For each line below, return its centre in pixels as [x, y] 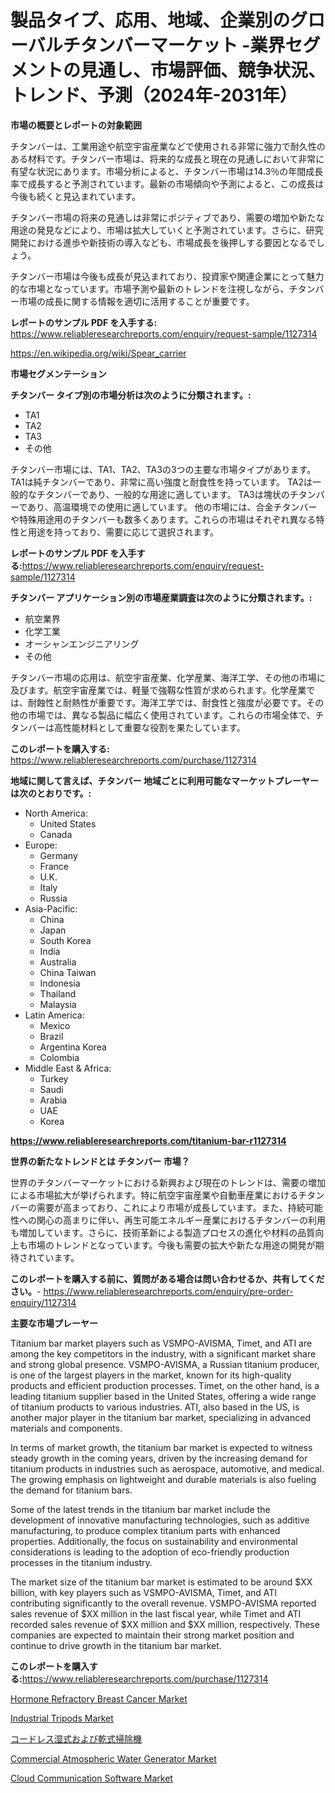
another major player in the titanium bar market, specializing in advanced [160, 1417]
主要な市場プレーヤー [54, 1323]
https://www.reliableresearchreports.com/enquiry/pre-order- [168, 1291]
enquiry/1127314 [43, 1302]
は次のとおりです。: [51, 793]
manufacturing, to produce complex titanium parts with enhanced [145, 1530]
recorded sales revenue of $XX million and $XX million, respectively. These [165, 1624]
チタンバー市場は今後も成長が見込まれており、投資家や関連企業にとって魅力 [167, 276]
